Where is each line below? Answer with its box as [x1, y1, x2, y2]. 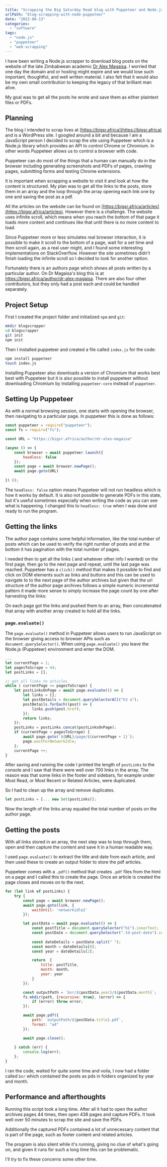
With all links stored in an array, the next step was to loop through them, [5, 839, 153, 845]
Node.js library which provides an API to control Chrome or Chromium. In [5, 143, 155, 149]
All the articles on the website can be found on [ [5, 204, 103, 210]
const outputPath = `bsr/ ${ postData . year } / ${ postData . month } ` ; [23, 990, 157, 995]
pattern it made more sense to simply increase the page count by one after [5, 587, 159, 593]
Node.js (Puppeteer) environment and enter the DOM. [5, 646, 115, 652]
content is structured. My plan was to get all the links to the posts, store [5, 183, 152, 189]
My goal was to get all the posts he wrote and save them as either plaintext [5, 94, 159, 100]
